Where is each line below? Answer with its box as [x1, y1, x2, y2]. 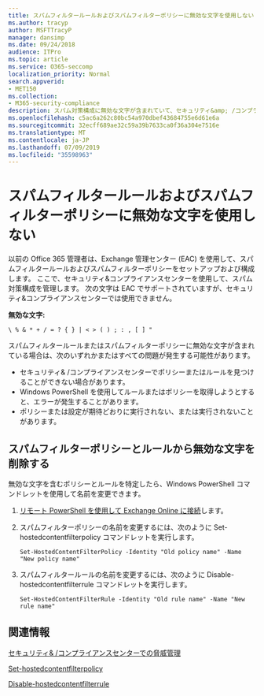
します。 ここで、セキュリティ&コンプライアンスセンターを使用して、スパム [8, 274, 253, 284]
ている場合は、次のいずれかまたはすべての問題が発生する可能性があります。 [8, 351, 255, 360]
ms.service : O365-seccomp [8, 63, 93, 71]
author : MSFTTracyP [8, 26, 72, 34]
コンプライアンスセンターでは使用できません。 [26, 293, 177, 303]
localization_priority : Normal [8, 70, 111, 78]
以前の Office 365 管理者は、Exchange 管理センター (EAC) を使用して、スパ [8, 254, 254, 264]
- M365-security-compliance [8, 99, 101, 107]
